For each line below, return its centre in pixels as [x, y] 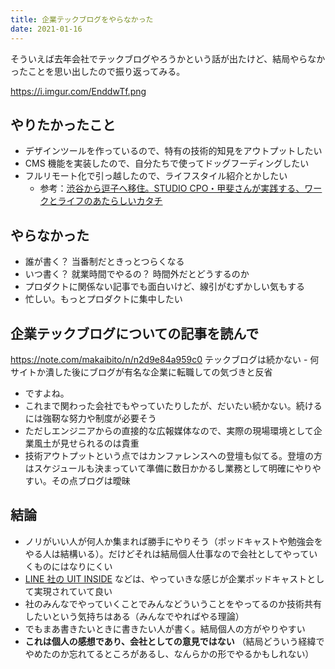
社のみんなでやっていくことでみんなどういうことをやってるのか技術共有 [173, 603]
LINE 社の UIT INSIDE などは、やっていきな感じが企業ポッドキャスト [166, 578]
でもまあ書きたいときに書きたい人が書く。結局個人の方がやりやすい [165, 628]
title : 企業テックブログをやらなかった [82, 19]
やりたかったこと [63, 124]
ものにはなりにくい [73, 566]
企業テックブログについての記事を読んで [135, 333]
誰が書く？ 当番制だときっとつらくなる [104, 262]
